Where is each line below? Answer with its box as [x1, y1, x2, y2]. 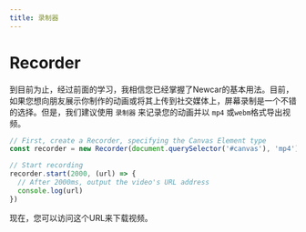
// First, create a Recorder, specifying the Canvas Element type [9, 136, 267, 146]
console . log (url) [17, 186, 84, 196]
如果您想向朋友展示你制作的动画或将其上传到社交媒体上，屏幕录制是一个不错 [9, 95, 297, 106]
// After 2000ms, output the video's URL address [17, 178, 209, 187]
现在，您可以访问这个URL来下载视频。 [9, 212, 153, 223]
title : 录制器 [9, 13, 59, 23]
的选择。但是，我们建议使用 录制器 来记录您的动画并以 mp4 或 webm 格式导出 [9, 106, 283, 117]
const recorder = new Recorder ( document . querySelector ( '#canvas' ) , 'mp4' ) [9, 145, 300, 154]
